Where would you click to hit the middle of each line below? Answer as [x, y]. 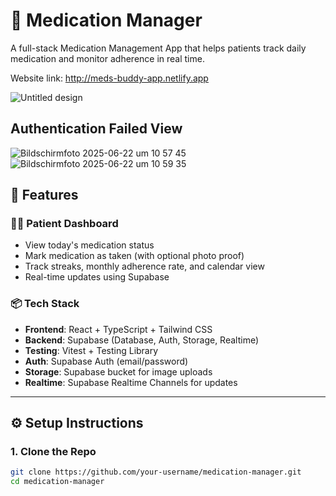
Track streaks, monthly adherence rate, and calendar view [144, 266]
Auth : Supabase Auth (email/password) [106, 361]
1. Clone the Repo [53, 452]
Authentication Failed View [96, 129]
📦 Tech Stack [45, 304]
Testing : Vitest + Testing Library [91, 350]
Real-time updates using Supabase [97, 277]
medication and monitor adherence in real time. [107, 58]
